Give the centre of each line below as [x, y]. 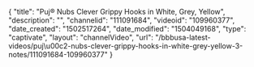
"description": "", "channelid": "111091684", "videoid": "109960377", [122, 20]
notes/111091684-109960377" [58, 54]
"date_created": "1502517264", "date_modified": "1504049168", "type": [127, 29]
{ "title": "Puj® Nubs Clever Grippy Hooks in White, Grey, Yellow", [117, 12]
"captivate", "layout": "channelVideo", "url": [81, 37]
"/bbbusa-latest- [183, 37]
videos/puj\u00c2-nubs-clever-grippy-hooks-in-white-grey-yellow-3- [126, 46]
